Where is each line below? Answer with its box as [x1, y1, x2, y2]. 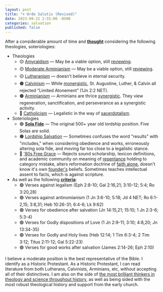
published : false [5, 25, 40, 30]
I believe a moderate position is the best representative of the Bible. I [5, 256, 143, 262]
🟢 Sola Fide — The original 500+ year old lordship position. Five [19, 121, 149, 127]
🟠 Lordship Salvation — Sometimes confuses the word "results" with [19, 133, 159, 139]
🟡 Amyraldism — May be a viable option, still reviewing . [19, 59, 132, 65]
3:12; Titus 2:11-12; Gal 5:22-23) [19, 239, 83, 245]
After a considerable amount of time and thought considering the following [5, 38, 156, 44]
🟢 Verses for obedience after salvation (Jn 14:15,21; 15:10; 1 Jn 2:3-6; [19, 207, 159, 213]
